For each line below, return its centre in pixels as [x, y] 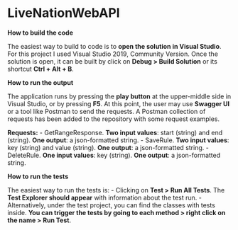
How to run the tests [38, 176]
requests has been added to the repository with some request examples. [114, 119]
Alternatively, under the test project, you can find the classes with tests [111, 205]
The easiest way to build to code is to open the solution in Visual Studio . [114, 46]
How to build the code [40, 33]
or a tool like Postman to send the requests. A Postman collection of [107, 111]
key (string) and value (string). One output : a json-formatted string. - [108, 147]
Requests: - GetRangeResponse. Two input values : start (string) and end [115, 132]
